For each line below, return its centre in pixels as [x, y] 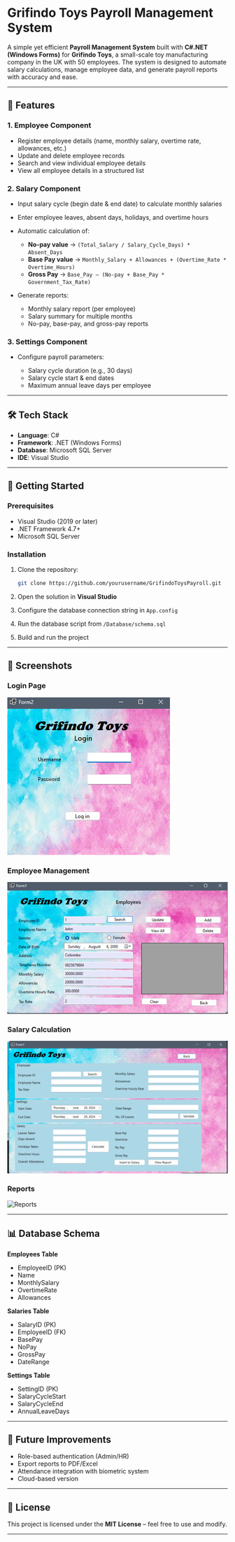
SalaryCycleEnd [40, 1403]
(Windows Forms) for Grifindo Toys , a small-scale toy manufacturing [108, 55]
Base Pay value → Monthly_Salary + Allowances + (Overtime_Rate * [127, 259]
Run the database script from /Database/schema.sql [92, 624]
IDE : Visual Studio [43, 458]
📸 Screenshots [40, 666]
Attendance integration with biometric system [83, 1471]
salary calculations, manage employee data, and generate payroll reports [113, 69]
